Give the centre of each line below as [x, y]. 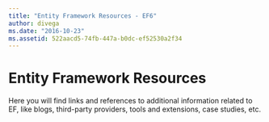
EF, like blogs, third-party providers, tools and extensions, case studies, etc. [134, 109]
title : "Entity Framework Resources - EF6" [83, 16]
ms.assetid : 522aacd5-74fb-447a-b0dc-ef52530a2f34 [95, 38]
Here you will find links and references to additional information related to [130, 101]
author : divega [34, 23]
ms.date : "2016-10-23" [46, 31]
